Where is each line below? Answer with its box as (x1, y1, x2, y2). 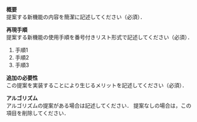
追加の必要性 (6, 75, 38, 81)
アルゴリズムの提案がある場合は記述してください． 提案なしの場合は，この (6, 102, 192, 109)
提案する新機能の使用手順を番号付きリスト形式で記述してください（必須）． (6, 34, 193, 41)
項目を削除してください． (6, 109, 70, 117)
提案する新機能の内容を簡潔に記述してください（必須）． (6, 13, 146, 20)
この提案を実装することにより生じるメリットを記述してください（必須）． (6, 82, 187, 89)
